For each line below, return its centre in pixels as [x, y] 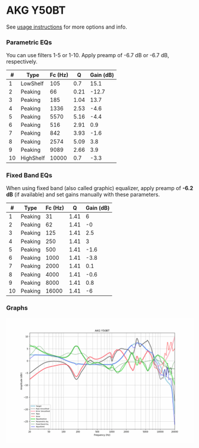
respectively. [22, 62]
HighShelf [33, 158]
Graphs [17, 308]
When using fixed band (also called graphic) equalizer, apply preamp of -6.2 [100, 188]
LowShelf [32, 83]
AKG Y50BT [36, 10]
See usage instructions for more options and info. [67, 27]
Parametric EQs [29, 42]
